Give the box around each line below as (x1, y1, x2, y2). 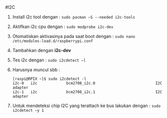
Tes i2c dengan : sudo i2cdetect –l (12, 57, 86, 63)
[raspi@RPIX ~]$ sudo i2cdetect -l (12, 76, 87, 81)
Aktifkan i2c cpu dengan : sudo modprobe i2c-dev (12, 23, 114, 29)
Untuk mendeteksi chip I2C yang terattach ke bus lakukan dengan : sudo (12, 102, 161, 108)
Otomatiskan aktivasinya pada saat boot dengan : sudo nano (12, 33, 136, 39)
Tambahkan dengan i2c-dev (12, 47, 71, 53)
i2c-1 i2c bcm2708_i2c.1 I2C (12, 89, 163, 94)
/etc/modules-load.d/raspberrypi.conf (12, 38, 93, 43)
